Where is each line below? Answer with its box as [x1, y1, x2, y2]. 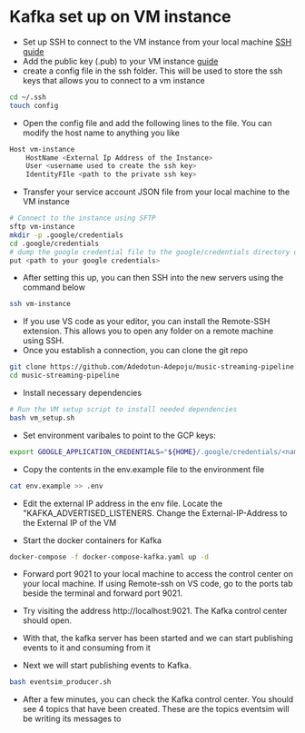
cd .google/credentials [9, 239, 100, 248]
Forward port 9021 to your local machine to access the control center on [22, 569, 293, 579]
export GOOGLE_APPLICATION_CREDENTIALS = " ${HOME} [9, 447, 197, 456]
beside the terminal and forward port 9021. [22, 588, 183, 599]
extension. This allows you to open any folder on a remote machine [22, 325, 274, 337]
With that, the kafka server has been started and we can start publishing [22, 633, 293, 644]
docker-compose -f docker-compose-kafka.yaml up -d [9, 552, 209, 561]
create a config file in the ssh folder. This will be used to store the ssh [22, 65, 283, 76]
